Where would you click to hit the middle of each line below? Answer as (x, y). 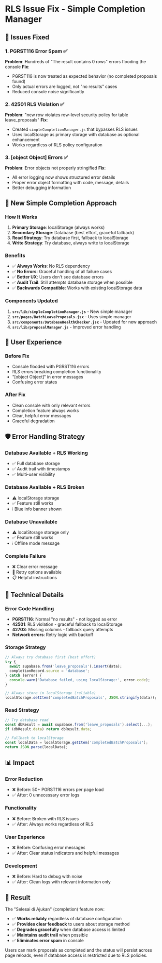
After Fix (15, 395)
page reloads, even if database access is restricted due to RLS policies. (76, 955)
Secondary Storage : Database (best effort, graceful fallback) (73, 233)
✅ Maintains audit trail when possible (50, 935)
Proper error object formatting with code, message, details (70, 183)
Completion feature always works (45, 410)
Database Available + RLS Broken (45, 487)
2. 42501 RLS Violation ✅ (35, 104)
